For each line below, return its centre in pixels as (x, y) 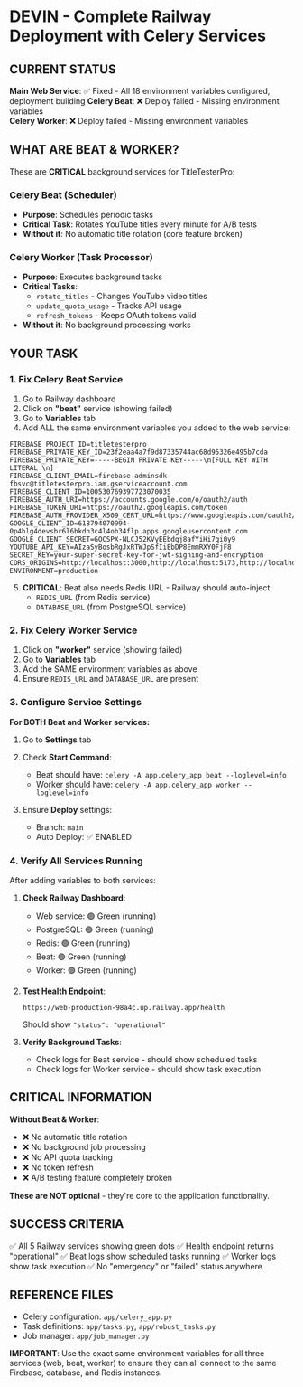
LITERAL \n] (32, 468)
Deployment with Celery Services (138, 36)
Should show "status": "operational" (94, 1024)
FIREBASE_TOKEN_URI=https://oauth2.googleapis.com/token (119, 508)
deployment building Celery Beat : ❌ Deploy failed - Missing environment (144, 101)
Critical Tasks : (50, 287)
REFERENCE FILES (62, 1295)
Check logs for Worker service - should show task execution (148, 1069)
